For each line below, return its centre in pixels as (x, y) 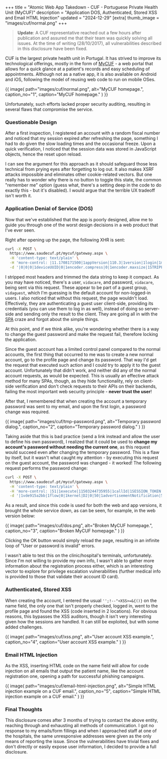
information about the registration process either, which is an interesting (79, 566)
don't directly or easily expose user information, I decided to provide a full (81, 747)
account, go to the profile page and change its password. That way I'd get (81, 360)
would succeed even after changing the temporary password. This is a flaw (82, 452)
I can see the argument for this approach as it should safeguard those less (81, 164)
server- (152, 308)
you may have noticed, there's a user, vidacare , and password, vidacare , (80, 282)
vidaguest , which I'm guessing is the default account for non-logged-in (78, 293)
